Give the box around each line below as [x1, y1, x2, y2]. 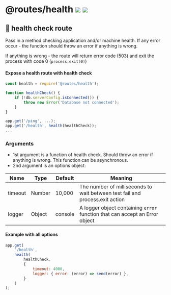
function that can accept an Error [79, 211, 159, 218]
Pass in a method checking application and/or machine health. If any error [5, 37, 161, 43]
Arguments [5, 140, 34, 147]
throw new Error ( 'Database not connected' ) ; [23, 100, 120, 105]
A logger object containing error [79, 204, 157, 211]
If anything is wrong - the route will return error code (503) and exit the [5, 53, 154, 59]
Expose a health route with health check [5, 70, 92, 76]
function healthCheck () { [5, 90, 60, 95]
